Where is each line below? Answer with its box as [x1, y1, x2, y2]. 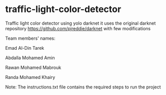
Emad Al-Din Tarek [5, 45, 44, 51]
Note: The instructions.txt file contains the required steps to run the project [5, 84, 161, 90]
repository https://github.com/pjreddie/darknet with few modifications [5, 25, 151, 31]
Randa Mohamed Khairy [5, 74, 56, 80]
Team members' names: [5, 35, 56, 41]
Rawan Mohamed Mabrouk [5, 64, 62, 70]
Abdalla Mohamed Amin [5, 54, 55, 61]
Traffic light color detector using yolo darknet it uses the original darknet [5, 20, 156, 26]
